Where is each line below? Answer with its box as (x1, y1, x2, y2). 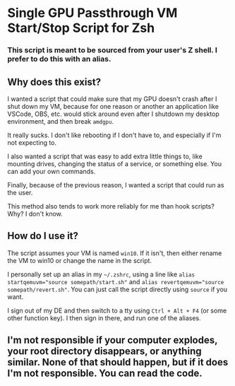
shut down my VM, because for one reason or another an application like (7, 102, 219, 110)
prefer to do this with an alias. (7, 54, 112, 64)
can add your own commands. (7, 167, 96, 175)
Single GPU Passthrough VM (7, 5, 178, 21)
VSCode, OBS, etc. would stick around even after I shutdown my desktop (7, 110, 220, 118)
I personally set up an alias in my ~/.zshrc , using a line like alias (7, 270, 195, 279)
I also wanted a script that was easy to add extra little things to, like (7, 152, 203, 160)
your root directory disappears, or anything (7, 345, 202, 358)
